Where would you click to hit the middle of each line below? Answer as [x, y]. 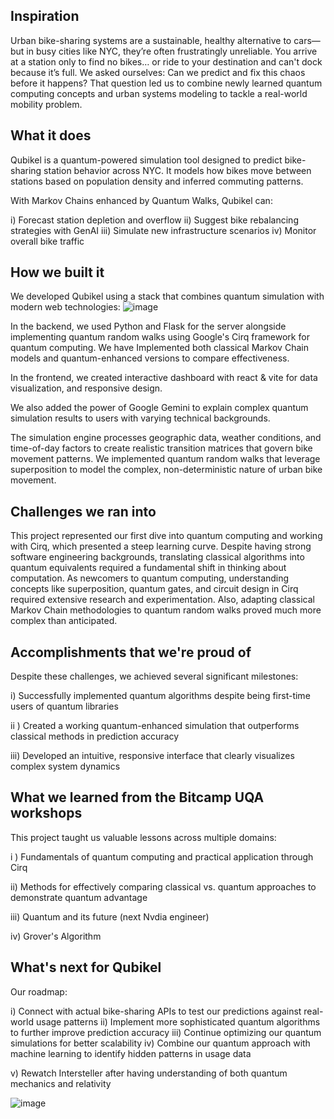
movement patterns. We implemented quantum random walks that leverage [165, 459]
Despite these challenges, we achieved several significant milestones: [154, 676]
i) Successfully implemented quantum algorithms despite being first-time [160, 696]
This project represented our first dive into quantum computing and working [166, 536]
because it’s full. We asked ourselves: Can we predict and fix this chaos [158, 72]
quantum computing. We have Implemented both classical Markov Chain [159, 348]
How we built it [57, 272]
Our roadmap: [39, 991]
